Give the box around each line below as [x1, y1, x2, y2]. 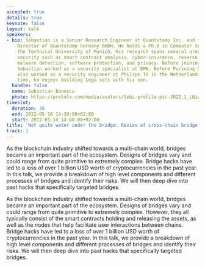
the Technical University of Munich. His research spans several [17, 49, 187, 55]
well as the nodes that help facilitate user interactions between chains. [6, 221, 184, 229]
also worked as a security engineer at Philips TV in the [17, 71, 168, 77]
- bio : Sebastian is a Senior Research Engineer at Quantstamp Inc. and [6, 37, 195, 43]
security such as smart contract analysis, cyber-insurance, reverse [17, 54, 198, 60]
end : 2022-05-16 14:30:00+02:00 [12, 111, 95, 117]
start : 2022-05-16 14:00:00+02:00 [12, 116, 99, 123]
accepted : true [6, 9, 45, 15]
